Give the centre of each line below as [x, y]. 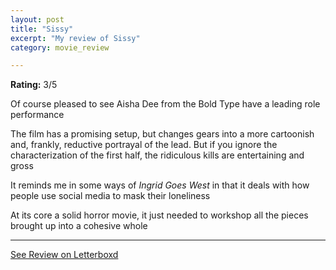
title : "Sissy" [42, 29]
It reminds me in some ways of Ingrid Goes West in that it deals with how [160, 185]
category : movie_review [60, 47]
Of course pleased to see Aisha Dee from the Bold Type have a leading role [165, 104]
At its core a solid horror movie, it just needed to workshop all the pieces [159, 215]
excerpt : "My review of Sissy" [75, 38]
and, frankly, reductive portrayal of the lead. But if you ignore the [144, 145]
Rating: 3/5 [34, 85]
